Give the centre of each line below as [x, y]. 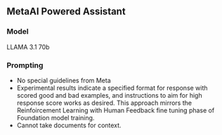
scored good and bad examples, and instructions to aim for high [109, 95]
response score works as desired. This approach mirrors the [104, 103]
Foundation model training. [55, 117]
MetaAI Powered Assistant [66, 12]
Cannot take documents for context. [69, 125]
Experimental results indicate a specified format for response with [112, 88]
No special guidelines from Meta [64, 80]
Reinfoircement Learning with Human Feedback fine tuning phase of [116, 110]
